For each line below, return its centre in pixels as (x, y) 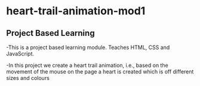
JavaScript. (20, 54)
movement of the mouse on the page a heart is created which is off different (100, 72)
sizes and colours (28, 78)
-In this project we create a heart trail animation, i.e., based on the (87, 65)
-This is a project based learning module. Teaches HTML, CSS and (88, 47)
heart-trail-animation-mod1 (76, 11)
